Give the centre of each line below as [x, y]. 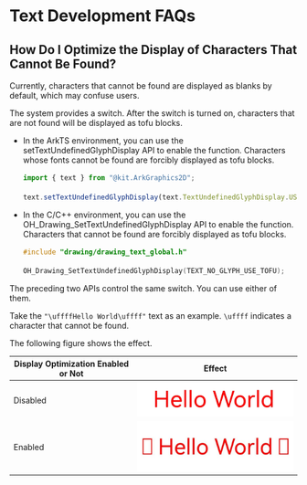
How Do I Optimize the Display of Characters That [153, 50]
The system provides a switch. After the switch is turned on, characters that [152, 113]
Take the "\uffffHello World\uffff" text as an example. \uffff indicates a [151, 316]
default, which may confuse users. [74, 95]
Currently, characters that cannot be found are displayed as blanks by [141, 86]
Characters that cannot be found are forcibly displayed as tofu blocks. [154, 234]
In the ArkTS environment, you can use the [103, 141]
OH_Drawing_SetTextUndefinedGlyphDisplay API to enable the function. [158, 224]
